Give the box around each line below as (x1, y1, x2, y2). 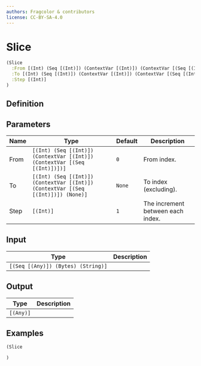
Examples (6, 328, 44, 338)
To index (143, 178, 167, 186)
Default (116, 137, 138, 146)
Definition (6, 99, 44, 109)
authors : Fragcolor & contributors (6, 8, 95, 15)
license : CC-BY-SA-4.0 (6, 14, 63, 20)
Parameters (6, 119, 51, 129)
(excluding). (143, 185, 178, 193)
